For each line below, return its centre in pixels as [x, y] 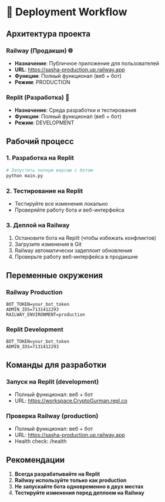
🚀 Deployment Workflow [67, 12]
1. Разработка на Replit [40, 158]
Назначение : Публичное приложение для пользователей [87, 63]
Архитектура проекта [48, 34]
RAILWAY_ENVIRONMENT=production [46, 315]
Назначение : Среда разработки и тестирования [75, 110]
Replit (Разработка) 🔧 [38, 97]
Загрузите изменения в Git [48, 245]
